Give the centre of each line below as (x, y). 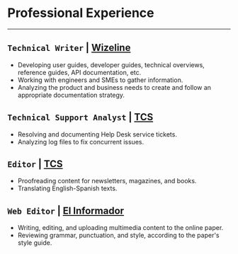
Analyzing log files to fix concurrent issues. (80, 142)
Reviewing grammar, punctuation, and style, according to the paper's (118, 236)
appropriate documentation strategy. (71, 95)
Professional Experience (81, 13)
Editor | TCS (35, 164)
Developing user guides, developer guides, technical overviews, (111, 64)
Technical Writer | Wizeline (69, 48)
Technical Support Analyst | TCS (80, 117)
